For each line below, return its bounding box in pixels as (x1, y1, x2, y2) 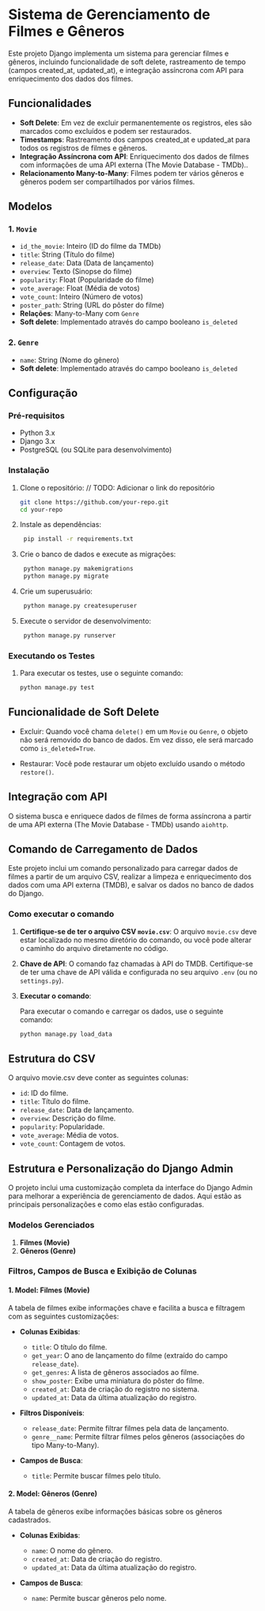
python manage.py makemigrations (23, 565, 134, 573)
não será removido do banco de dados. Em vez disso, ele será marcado (19, 735, 254, 744)
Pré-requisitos (8, 410, 65, 422)
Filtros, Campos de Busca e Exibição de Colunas (8, 1266, 198, 1277)
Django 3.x (19, 437, 55, 446)
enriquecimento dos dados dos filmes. (8, 74, 134, 83)
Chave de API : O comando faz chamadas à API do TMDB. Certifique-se (19, 959, 253, 968)
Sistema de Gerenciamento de (8, 6, 211, 24)
